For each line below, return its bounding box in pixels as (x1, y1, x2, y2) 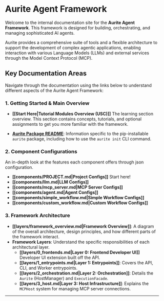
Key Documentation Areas (5, 69, 87, 78)
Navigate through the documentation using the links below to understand (5, 82, 152, 88)
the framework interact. (12, 233, 60, 239)
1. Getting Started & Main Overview (5, 99, 90, 106)
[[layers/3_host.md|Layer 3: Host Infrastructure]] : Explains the (19, 280, 149, 286)
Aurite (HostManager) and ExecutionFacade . (19, 275, 109, 281)
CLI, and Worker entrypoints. (19, 265, 78, 271)
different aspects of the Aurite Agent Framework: (5, 87, 104, 93)
